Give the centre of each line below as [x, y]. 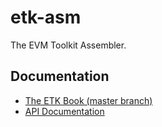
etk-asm [46, 17]
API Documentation [64, 111]
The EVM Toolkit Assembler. [68, 45]
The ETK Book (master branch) [88, 100]
